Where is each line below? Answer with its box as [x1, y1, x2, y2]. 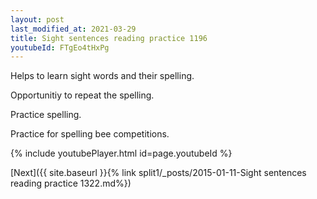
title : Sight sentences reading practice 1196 [10, 33, 208, 43]
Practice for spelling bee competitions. [10, 128, 170, 140]
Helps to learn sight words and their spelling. [10, 70, 195, 82]
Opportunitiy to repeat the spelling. [10, 89, 155, 101]
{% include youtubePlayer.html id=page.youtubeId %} [10, 147, 233, 160]
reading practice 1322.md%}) [10, 177, 132, 190]
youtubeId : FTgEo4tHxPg [10, 42, 110, 53]
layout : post [10, 14, 65, 25]
